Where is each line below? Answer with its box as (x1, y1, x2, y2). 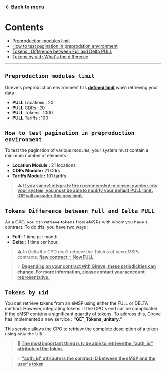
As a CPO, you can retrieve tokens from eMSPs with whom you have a (5, 219, 148, 225)
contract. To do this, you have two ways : (5, 224, 89, 230)
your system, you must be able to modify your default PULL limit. (17, 187, 153, 193)
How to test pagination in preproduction (5, 129, 135, 137)
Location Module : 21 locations (12, 162, 76, 168)
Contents (5, 22, 44, 33)
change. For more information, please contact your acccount (17, 269, 145, 275)
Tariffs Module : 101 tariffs (12, 173, 66, 179)
